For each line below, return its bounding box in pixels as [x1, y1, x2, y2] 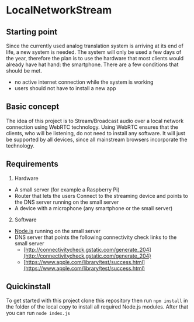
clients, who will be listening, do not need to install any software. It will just [6, 129, 186, 136]
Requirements [6, 159, 58, 169]
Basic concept [6, 102, 60, 112]
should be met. [6, 67, 42, 74]
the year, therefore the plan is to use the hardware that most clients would [6, 55, 184, 61]
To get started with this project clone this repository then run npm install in [6, 297, 188, 304]
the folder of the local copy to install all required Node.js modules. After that [6, 303, 189, 310]
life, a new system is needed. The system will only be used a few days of [6, 49, 182, 56]
